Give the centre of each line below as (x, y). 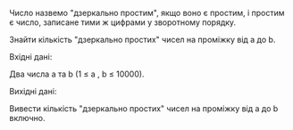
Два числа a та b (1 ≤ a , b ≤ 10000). (77, 74)
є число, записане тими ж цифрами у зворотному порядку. (123, 22)
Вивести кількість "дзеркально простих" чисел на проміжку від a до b (144, 109)
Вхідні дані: (31, 57)
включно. (27, 118)
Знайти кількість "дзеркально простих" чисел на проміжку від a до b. (142, 40)
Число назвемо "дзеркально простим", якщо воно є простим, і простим (147, 13)
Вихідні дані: (33, 91)
